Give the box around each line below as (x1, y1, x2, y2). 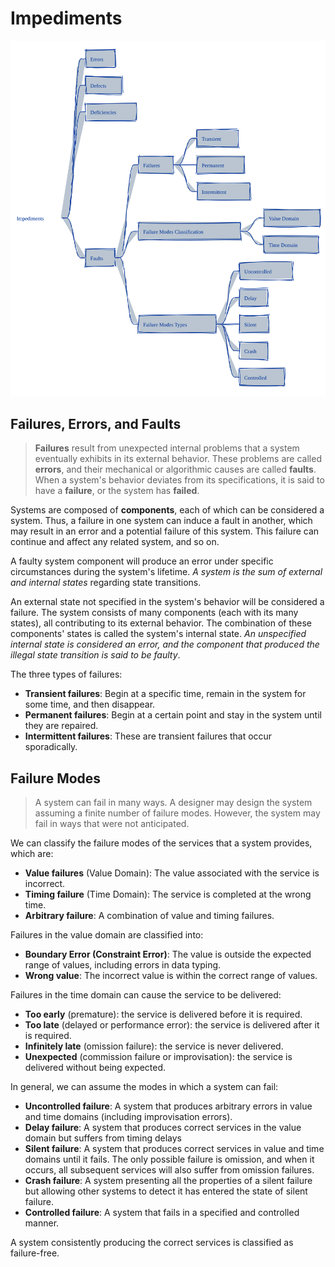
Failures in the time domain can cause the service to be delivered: (10, 989, 282, 1001)
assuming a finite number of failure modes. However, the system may (34, 807, 321, 819)
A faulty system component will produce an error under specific (10, 555, 274, 567)
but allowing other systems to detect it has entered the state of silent (24, 1185, 308, 1197)
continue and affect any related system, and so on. (10, 536, 220, 548)
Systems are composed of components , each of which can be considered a (10, 504, 325, 516)
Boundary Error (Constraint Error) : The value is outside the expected (24, 948, 312, 961)
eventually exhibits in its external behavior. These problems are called (34, 453, 322, 465)
